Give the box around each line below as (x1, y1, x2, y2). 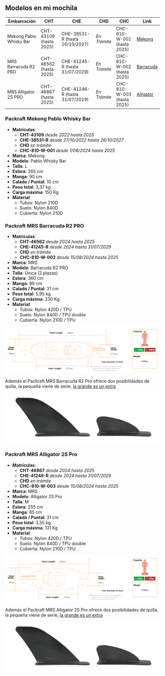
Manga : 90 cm (12, 173, 43, 179)
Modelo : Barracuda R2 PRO (12, 265, 69, 271)
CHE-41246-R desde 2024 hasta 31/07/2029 (19, 473, 111, 479)
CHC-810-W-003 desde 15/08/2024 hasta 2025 (19, 483, 119, 489)
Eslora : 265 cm (12, 168, 43, 174)
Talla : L (12, 163, 27, 169)
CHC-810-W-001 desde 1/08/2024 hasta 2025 (19, 147, 115, 153)
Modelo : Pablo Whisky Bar (12, 158, 66, 164)
